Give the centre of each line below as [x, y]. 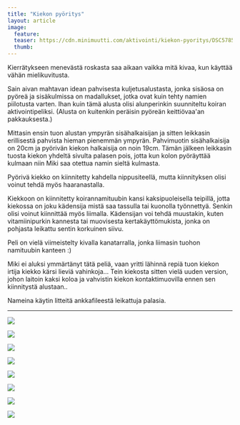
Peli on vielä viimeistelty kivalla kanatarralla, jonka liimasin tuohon [104, 242]
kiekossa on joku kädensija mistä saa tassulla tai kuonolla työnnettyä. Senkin [120, 206]
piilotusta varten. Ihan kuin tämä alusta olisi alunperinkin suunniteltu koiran [117, 104]
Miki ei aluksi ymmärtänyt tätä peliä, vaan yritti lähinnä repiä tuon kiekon [113, 264]
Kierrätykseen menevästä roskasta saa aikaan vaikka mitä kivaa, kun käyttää [120, 67]
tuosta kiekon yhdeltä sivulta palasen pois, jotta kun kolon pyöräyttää [109, 155]
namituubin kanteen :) [40, 250]
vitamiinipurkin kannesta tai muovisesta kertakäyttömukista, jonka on [109, 221]
